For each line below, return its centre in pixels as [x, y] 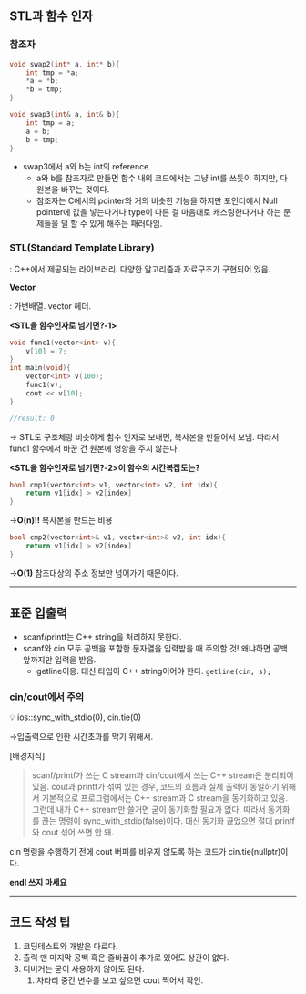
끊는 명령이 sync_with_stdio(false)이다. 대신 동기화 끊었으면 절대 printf [168, 820]
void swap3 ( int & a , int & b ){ [65, 115]
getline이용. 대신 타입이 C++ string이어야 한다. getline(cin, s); [153, 671]
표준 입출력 [39, 613]
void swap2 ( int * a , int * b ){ [65, 64]
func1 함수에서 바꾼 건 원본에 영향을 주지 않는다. [95, 448]
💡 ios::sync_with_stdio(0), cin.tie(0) [76, 717]
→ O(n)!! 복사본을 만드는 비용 [61, 520]
